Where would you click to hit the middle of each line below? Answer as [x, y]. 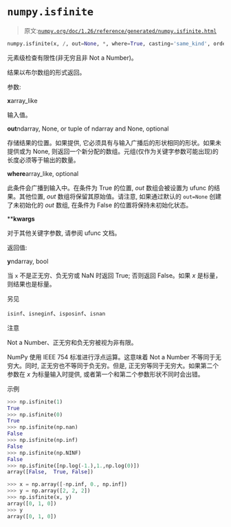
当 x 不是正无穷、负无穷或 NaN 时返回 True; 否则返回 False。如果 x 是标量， [114, 275]
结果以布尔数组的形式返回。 [46, 72]
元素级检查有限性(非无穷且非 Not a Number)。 [72, 58]
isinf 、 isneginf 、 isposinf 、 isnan [56, 313]
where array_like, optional [43, 173]
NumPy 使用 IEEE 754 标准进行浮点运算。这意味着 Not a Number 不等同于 [111, 357]
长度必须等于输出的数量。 [43, 159]
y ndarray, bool [28, 261]
